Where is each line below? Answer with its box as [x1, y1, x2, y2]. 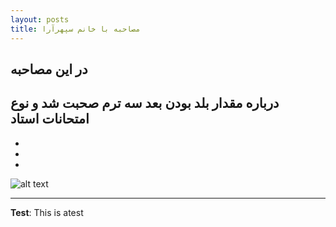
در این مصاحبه [10, 61, 88, 78]
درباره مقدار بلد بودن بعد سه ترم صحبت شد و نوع [10, 95, 280, 112]
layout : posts [10, 14, 70, 25]
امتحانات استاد [10, 111, 90, 128]
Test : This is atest [10, 206, 84, 218]
